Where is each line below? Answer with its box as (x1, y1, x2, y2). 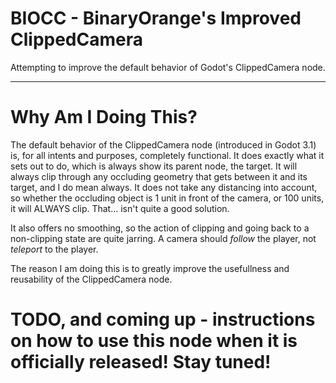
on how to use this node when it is (10, 330, 298, 352)
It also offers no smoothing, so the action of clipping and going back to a (10, 222, 310, 234)
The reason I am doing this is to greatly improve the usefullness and (10, 262, 290, 274)
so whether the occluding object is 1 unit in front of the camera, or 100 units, (10, 192, 325, 204)
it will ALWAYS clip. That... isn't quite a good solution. (10, 202, 230, 214)
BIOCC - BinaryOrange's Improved (10, 7, 302, 30)
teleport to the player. (10, 243, 99, 255)
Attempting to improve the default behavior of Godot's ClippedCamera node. (10, 61, 326, 73)
